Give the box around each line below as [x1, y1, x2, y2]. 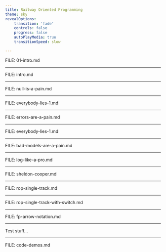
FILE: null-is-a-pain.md [5, 85, 52, 91]
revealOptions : [5, 16, 37, 21]
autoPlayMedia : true [14, 35, 56, 40]
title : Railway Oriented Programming [5, 7, 83, 12]
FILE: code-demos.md [5, 242, 50, 248]
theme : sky [5, 12, 28, 17]
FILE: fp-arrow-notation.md [5, 213, 61, 219]
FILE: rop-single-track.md [5, 185, 58, 191]
